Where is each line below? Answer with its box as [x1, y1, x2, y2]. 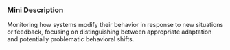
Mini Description [7, 5, 64, 15]
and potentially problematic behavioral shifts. [7, 35, 135, 43]
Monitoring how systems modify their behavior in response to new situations [7, 21, 224, 29]
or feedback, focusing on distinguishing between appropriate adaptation [7, 28, 212, 36]
